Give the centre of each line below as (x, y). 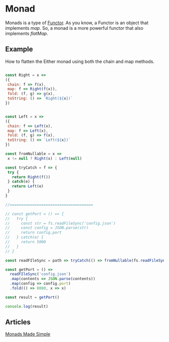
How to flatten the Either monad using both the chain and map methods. (80, 61)
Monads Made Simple (28, 334)
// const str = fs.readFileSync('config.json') (60, 223)
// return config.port (33, 233)
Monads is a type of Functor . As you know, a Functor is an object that (77, 23)
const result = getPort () (32, 297)
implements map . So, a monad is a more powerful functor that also (74, 28)
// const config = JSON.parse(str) (47, 228)
